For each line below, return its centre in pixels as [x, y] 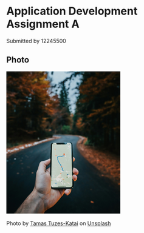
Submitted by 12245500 [36, 41]
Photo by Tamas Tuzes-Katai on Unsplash [59, 223]
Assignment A [43, 24]
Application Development [72, 11]
